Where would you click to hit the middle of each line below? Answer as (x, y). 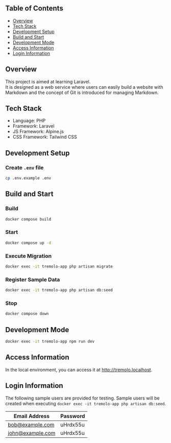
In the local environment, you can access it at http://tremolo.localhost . (79, 370)
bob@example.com (31, 425)
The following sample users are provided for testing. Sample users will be (82, 398)
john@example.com (32, 433)
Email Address (32, 416)
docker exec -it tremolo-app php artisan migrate (59, 267)
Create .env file (25, 167)
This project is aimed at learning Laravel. (48, 82)
